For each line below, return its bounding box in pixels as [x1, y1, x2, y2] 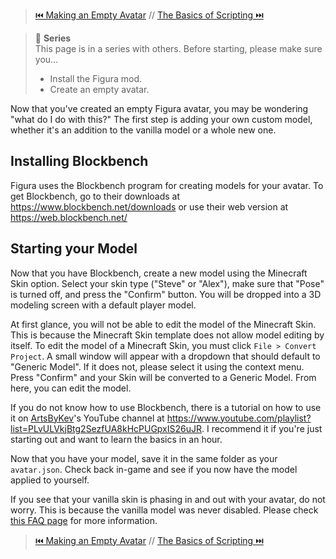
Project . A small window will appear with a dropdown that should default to [10, 350, 321, 362]
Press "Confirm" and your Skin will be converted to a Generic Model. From [10, 371, 317, 383]
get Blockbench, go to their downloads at [10, 190, 181, 202]
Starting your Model [10, 240, 138, 258]
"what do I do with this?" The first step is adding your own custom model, [10, 114, 313, 125]
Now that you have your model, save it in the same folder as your [10, 452, 278, 464]
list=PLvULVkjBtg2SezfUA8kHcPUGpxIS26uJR [10, 422, 202, 434]
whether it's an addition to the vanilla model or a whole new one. [10, 124, 277, 136]
